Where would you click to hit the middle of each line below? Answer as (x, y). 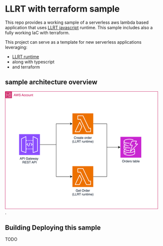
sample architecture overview (51, 82)
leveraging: (16, 47)
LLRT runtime (25, 56)
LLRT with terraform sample (62, 9)
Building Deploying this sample (53, 227)
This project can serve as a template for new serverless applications (73, 42)
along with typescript (33, 62)
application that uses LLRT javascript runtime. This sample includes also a (79, 27)
